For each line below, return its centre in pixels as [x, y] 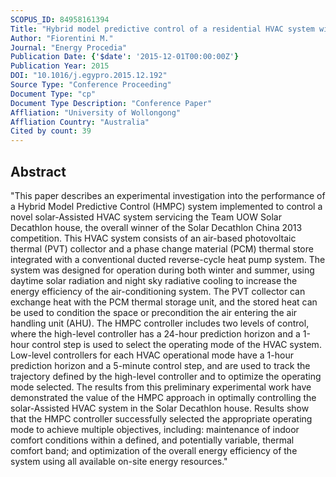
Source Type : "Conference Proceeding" [91, 85]
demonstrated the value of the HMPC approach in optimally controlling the [163, 397]
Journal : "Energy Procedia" [69, 47]
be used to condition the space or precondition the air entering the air [154, 312]
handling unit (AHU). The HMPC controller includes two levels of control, [160, 323]
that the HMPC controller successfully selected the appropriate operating [161, 418]
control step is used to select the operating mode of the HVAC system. [176, 344]
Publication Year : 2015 [60, 66]
